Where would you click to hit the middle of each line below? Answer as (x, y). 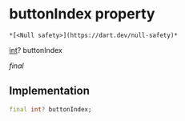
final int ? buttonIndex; (50, 109)
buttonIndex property (82, 14)
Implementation (50, 91)
